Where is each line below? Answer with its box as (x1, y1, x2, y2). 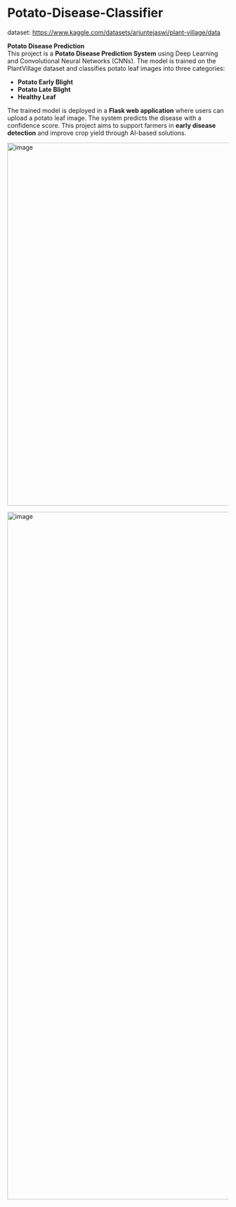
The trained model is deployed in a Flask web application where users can (7, 106, 224, 114)
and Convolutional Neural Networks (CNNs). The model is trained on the (7, 56, 216, 65)
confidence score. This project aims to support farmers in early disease (7, 121, 216, 129)
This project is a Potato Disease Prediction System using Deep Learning (7, 49, 218, 58)
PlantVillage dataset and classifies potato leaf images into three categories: (7, 64, 225, 72)
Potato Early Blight (17, 77, 74, 86)
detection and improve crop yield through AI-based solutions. (7, 128, 187, 137)
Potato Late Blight (17, 85, 71, 93)
